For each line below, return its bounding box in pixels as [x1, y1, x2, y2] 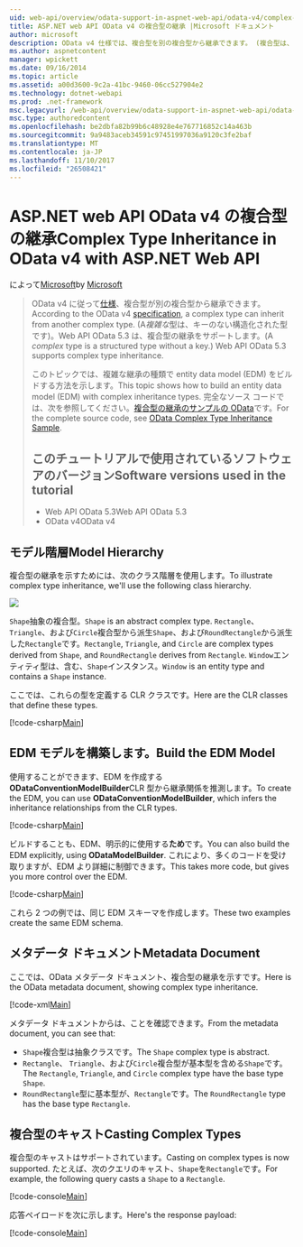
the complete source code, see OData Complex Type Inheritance [31, 412, 273, 424]
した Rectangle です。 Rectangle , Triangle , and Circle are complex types [9, 638, 274, 649]
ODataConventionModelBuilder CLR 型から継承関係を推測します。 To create [9, 782, 291, 793]
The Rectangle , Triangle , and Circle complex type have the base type [22, 1067, 284, 1078]
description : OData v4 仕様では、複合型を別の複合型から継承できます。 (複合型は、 [9, 38, 294, 48]
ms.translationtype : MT [9, 139, 99, 148]
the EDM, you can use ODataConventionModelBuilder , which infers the [9, 792, 278, 803]
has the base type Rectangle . [22, 1098, 131, 1109]
